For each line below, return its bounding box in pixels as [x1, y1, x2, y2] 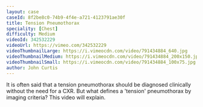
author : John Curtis [6, 64, 59, 71]
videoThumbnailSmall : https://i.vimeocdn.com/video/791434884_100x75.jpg [6, 59, 196, 65]
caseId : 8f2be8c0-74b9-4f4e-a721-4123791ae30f [6, 14, 126, 20]
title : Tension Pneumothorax [6, 20, 80, 26]
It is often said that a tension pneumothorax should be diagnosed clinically [6, 81, 192, 88]
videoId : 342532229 [6, 37, 56, 43]
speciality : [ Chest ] [6, 25, 59, 32]
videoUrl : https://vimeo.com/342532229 [6, 43, 107, 49]
